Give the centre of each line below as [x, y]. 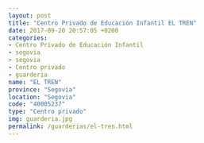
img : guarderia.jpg [40, 119]
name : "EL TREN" [35, 82]
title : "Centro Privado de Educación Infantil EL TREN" [102, 23]
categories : [28, 38]
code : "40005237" [37, 104]
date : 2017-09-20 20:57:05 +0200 [64, 30]
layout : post [30, 15]
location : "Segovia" [42, 97]
